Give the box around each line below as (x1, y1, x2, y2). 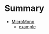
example (18, 23, 36, 29)
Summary (4, 3, 44, 14)
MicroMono (11, 19, 35, 24)
